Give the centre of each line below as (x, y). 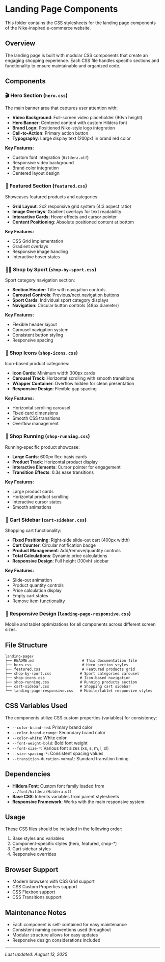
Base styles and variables (38, 838)
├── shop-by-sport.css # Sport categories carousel (72, 674)
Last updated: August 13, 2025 (36, 954)
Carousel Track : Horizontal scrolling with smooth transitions (73, 378)
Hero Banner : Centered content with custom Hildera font (70, 123)
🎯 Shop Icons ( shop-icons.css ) (41, 353)
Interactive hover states (36, 256)
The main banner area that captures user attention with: (61, 108)
